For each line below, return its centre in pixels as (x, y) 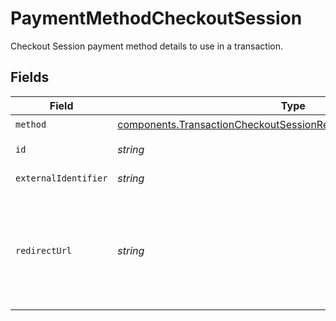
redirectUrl (44, 250)
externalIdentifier (61, 178)
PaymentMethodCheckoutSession (156, 18)
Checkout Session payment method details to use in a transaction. (146, 46)
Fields (30, 77)
